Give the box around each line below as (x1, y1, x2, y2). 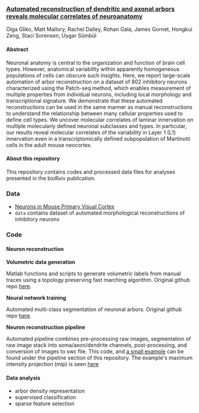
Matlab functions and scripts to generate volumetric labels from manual (6, 270, 181, 277)
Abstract (6, 45, 29, 52)
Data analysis (6, 374, 40, 381)
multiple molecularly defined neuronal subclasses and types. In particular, (6, 122, 187, 129)
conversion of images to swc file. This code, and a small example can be (6, 348, 184, 355)
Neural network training (6, 294, 67, 302)
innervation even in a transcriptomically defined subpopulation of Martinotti (6, 135, 191, 142)
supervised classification (14, 394, 76, 401)
